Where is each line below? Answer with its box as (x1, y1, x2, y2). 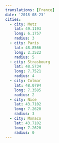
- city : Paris (9, 41, 39, 46)
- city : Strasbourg (9, 59, 50, 64)
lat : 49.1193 (14, 26, 41, 31)
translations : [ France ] (5, 7, 55, 13)
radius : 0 (14, 130, 35, 135)
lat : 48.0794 (14, 83, 41, 88)
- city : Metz (9, 21, 37, 27)
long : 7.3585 (14, 87, 41, 93)
